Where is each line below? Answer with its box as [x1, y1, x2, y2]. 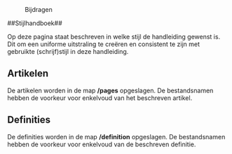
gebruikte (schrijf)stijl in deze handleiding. [7, 48, 129, 55]
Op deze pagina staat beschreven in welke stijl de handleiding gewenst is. [7, 33, 221, 41]
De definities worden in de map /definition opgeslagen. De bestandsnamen [7, 132, 226, 141]
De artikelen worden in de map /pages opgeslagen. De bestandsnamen [7, 86, 214, 94]
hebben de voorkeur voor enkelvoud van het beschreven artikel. [7, 93, 193, 102]
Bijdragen [25, 6, 53, 13]
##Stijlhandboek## [7, 19, 62, 27]
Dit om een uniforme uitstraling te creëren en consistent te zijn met [7, 40, 200, 48]
